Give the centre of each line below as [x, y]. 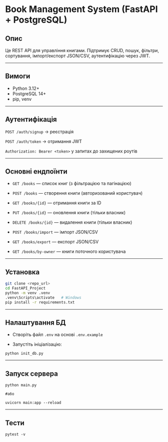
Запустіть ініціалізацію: [37, 344]
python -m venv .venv [28, 293]
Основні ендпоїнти [36, 172]
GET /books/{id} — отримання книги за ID [57, 203]
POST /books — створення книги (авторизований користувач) [77, 193]
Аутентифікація [31, 120]
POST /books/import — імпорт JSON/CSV [55, 232]
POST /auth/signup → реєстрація [39, 131]
